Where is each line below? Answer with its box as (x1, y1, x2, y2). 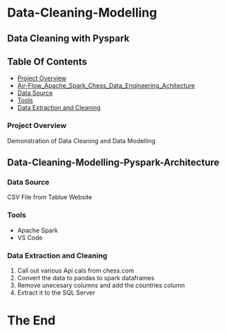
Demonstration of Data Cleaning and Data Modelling (7, 136, 156, 145)
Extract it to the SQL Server (17, 288, 95, 297)
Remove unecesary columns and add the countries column (17, 281, 185, 289)
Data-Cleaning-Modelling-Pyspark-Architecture (7, 157, 220, 169)
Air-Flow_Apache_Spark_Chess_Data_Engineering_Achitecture (17, 82, 196, 90)
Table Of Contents (7, 55, 88, 67)
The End (7, 313, 56, 329)
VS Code (17, 233, 43, 241)
